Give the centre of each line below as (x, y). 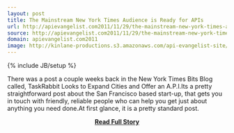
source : (18, 33)
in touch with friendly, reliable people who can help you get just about (107, 101)
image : (17, 46)
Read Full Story (117, 122)
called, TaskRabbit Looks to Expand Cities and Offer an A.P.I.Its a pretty (110, 86)
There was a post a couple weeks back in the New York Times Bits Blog (110, 79)
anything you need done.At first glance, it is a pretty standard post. (103, 108)
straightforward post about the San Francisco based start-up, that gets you (115, 94)
